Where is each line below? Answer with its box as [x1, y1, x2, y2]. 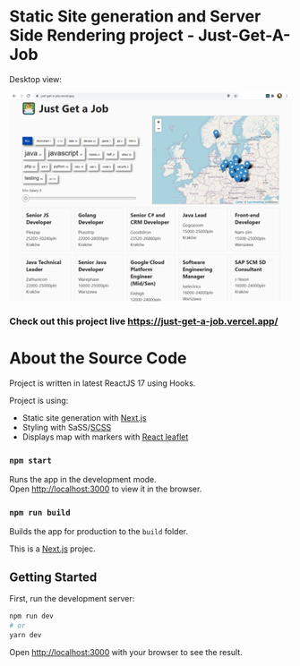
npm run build [9, 508, 71, 518]
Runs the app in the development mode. [9, 474, 157, 485]
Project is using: [9, 395, 69, 406]
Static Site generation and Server [9, 6, 261, 27]
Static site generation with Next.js [21, 412, 147, 423]
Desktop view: [9, 73, 63, 84]
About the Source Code [9, 348, 187, 369]
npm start [9, 455, 52, 465]
